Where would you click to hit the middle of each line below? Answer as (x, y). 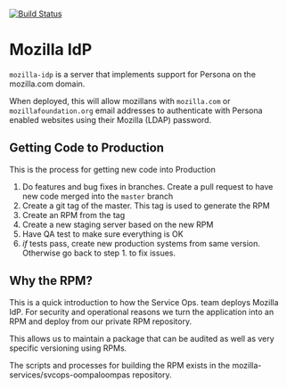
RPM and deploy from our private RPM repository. (101, 321)
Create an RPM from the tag (74, 215)
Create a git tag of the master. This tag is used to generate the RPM (146, 206)
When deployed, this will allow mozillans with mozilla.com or (120, 101)
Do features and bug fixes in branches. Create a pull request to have (148, 186)
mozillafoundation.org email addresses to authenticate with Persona (136, 110)
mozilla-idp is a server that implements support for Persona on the (133, 74)
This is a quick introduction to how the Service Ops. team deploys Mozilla (144, 302)
